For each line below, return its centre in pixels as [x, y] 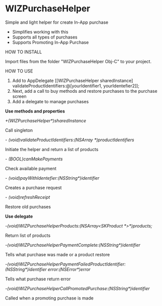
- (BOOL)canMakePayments [34, 159]
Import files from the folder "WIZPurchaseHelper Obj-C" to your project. [78, 61]
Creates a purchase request [33, 188]
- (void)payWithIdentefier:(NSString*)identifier [52, 178]
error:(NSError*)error [69, 269]
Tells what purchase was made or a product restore [58, 254]
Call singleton [19, 130]
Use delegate [19, 216]
